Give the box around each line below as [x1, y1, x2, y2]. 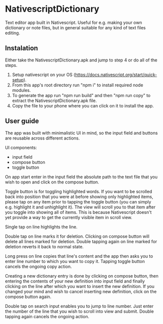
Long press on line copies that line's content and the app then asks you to [5, 253, 153, 259]
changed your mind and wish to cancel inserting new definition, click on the [5, 288, 157, 294]
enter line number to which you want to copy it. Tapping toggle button [5, 258, 145, 264]
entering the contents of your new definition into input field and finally [5, 278, 145, 284]
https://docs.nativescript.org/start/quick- [75, 72, 157, 78]
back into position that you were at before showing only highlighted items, [5, 194, 153, 200]
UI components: [5, 144, 37, 150]
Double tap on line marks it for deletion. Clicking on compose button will [5, 233, 150, 239]
